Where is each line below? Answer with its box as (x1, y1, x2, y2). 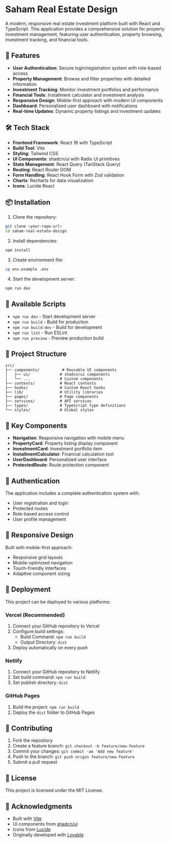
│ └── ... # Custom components (5, 376, 103, 382)
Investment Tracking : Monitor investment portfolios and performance (12, 86, 159, 93)
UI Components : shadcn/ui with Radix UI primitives (12, 156, 120, 162)
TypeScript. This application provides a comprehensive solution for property (5, 25, 165, 32)
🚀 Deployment (5, 585, 51, 594)
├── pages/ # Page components (5, 394, 99, 400)
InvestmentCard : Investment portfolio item (12, 446, 103, 452)
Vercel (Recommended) (5, 611, 65, 618)
